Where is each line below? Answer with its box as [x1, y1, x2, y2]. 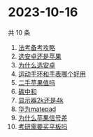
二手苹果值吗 [17, 78, 55, 86]
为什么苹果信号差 [17, 113, 68, 122]
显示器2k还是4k [17, 96, 64, 104]
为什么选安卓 [17, 60, 55, 69]
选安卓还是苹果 [17, 52, 62, 60]
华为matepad [17, 105, 57, 113]
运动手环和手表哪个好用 [17, 70, 86, 78]
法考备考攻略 [17, 43, 55, 51]
